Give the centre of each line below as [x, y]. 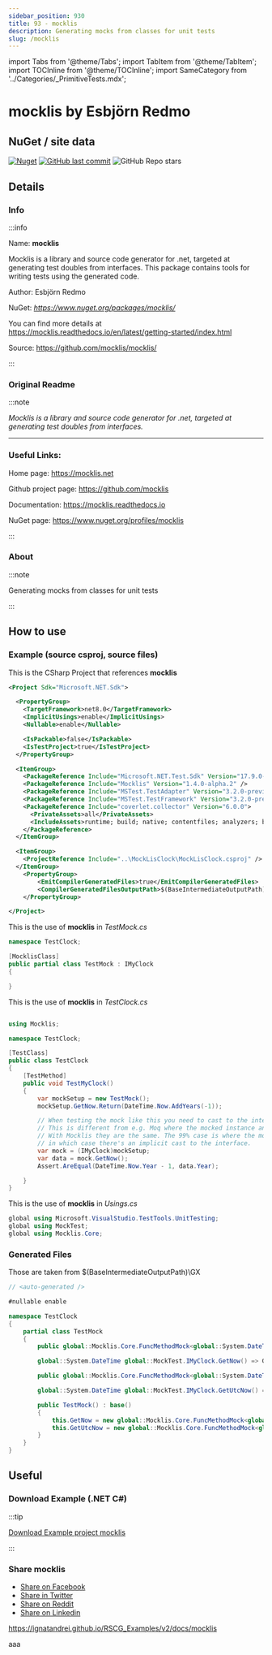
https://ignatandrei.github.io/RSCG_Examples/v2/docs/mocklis [113, 1628]
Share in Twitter [47, 1596]
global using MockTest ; [49, 1226]
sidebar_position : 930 [47, 16]
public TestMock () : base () [85, 1405]
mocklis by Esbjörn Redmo [100, 112]
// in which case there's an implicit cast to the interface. [144, 1143]
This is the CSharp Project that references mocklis [93, 672]
